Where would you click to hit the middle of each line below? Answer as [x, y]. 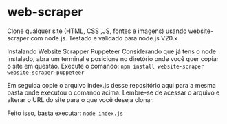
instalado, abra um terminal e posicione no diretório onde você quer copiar [113, 58]
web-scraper [45, 12]
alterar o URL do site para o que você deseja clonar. [81, 99]
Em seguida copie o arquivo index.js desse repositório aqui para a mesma [112, 85]
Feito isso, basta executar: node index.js [65, 113]
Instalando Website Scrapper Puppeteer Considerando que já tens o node [112, 51]
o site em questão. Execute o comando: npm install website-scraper [106, 66]
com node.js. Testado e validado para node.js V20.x [104, 38]
